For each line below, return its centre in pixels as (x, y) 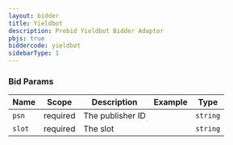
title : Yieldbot (35, 23)
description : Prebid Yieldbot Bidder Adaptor (86, 31)
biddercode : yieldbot (45, 46)
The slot (99, 129)
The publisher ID (115, 116)
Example (171, 102)
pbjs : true (27, 38)
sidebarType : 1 (34, 53)
